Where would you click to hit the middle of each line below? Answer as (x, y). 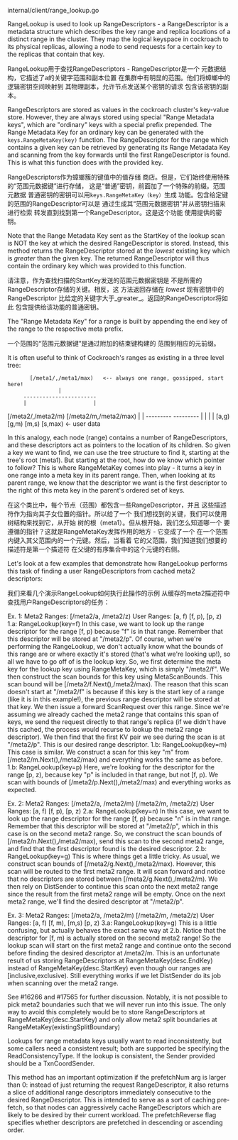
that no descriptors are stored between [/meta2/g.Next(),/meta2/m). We (113, 879)
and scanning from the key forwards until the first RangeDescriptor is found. (119, 155)
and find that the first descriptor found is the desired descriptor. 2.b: (107, 849)
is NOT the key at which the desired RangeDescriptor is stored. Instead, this (118, 243)
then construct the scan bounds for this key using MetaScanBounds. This (115, 676)
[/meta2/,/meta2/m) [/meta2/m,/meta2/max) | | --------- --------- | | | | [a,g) (119, 416)
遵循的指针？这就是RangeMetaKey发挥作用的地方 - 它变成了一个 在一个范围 (118, 531)
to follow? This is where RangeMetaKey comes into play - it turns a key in (114, 467)
